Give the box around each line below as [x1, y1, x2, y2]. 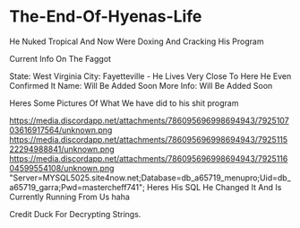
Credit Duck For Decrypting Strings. [9, 208, 141, 219]
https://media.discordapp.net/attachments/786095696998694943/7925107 [9, 115, 289, 126]
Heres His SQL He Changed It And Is [146, 181, 282, 192]
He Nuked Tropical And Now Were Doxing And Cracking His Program [9, 36, 264, 47]
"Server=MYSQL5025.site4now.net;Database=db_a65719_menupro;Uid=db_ [9, 172, 291, 183]
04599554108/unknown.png [9, 162, 115, 173]
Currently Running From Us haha [9, 191, 130, 202]
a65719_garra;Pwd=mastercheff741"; [9, 181, 145, 192]
